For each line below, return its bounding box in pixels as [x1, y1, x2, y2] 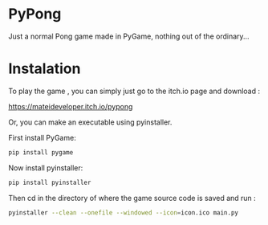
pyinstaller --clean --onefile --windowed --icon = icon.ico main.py [8, 208, 239, 217]
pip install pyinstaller [8, 178, 91, 186]
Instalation [8, 59, 81, 78]
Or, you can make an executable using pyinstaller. [8, 117, 173, 127]
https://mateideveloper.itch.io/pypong [8, 101, 133, 111]
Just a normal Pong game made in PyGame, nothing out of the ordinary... [8, 31, 250, 41]
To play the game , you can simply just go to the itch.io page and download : [8, 86, 261, 96]
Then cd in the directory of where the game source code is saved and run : [8, 193, 257, 202]
